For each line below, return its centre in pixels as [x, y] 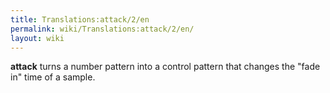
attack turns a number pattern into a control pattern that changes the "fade [165, 67]
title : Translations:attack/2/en [80, 19]
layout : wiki [37, 38]
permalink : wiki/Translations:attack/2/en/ [102, 29]
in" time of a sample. [53, 77]
